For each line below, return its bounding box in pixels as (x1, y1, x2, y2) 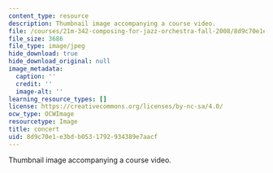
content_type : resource (8, 11, 89, 20)
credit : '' (15, 80, 53, 88)
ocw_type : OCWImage (8, 110, 75, 119)
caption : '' (15, 72, 57, 80)
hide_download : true (8, 50, 79, 58)
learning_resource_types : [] (8, 95, 107, 103)
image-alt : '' (15, 87, 63, 96)
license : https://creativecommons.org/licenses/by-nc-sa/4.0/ (8, 102, 223, 110)
